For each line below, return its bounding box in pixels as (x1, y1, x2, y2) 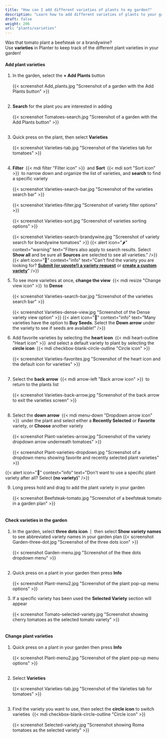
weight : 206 (5, 21, 30, 26)
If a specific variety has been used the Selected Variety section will (12, 595, 152, 601)
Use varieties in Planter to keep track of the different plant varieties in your (5, 45, 159, 51)
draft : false (5, 16, 32, 21)
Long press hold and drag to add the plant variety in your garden (12, 484, 145, 491)
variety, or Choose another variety (12, 423, 83, 429)
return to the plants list (12, 382, 59, 388)
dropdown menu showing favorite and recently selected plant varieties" (12, 454, 159, 461)
